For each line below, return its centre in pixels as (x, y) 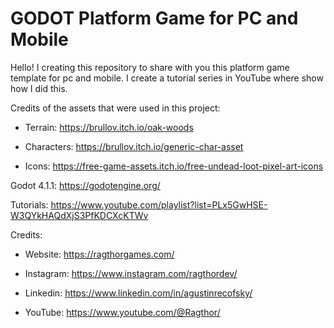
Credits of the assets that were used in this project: (115, 108)
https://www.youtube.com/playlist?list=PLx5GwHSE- (159, 204)
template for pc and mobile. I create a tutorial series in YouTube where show (167, 78)
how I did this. (39, 88)
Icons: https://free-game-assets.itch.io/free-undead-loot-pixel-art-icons (174, 166)
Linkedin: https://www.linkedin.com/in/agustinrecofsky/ (138, 293)
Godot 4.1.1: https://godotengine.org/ (85, 185)
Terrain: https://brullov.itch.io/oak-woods (109, 127)
